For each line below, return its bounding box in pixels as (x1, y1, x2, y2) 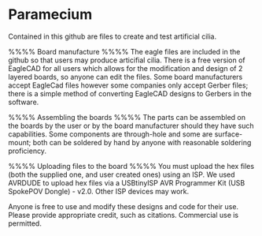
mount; (8, 137, 31, 147)
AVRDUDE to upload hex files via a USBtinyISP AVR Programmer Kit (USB (8, 178, 245, 187)
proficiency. (8, 146, 47, 155)
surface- (214, 129, 243, 139)
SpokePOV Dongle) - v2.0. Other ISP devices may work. (8, 186, 190, 196)
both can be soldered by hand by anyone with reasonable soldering (32, 137, 252, 147)
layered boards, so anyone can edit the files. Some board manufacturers (8, 72, 243, 81)
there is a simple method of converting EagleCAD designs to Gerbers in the (8, 88, 252, 98)
